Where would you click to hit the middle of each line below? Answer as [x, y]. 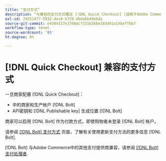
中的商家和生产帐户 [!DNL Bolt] [44, 104]
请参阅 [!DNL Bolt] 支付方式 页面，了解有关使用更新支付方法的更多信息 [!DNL [83, 131]
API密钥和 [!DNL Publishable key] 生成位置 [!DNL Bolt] [67, 111]
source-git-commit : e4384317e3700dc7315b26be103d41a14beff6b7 [70, 23]
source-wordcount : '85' [30, 32]
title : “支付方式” [23, 10]
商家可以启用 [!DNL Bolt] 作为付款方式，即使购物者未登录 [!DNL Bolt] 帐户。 [82, 121]
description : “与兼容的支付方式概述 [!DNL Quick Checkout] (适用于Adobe [77, 14]
